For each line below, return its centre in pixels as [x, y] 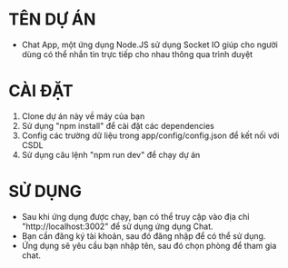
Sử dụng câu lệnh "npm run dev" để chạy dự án [111, 154]
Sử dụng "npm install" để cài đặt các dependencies [118, 125]
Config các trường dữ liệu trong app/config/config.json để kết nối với [150, 135]
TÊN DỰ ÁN [52, 20]
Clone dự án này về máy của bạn [83, 116]
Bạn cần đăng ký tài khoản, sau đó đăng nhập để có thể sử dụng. [144, 235]
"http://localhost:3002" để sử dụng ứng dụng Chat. [118, 226]
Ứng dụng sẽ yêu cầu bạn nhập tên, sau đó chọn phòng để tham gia [149, 245]
